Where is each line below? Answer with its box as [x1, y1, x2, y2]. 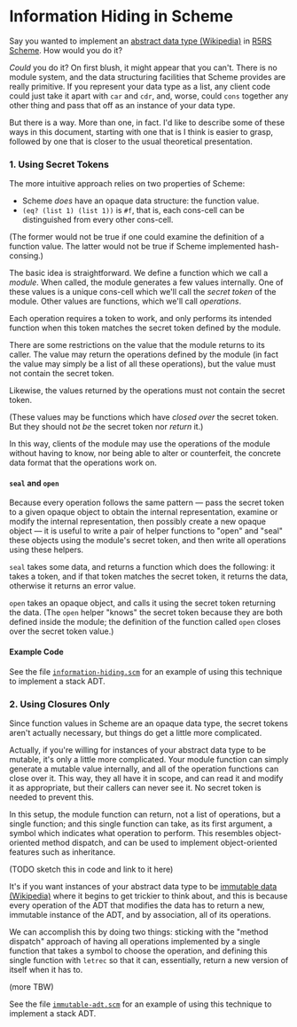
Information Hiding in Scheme [9, 6, 233, 27]
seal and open [9, 478, 59, 488]
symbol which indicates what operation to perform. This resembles [9, 827, 254, 838]
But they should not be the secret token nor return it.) [9, 422, 204, 432]
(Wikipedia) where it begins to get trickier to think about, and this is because [9, 890, 288, 901]
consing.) [9, 250, 44, 261]
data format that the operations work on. [9, 457, 158, 468]
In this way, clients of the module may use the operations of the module [9, 438, 270, 449]
